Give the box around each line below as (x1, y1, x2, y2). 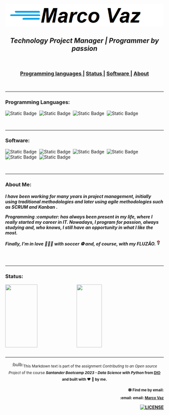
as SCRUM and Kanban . (5, 204, 58, 210)
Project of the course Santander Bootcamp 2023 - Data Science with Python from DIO (8, 370, 161, 375)
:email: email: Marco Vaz (120, 395, 164, 400)
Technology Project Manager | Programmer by (10, 36, 159, 45)
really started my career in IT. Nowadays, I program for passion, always (5, 219, 159, 225)
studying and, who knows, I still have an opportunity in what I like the (5, 224, 153, 230)
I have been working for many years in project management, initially (5, 193, 151, 200)
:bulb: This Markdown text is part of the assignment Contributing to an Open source (12, 362, 157, 369)
